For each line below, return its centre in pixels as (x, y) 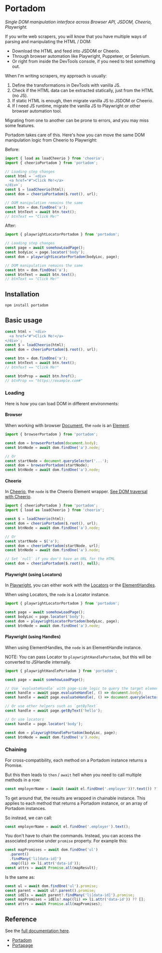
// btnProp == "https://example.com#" (44, 381)
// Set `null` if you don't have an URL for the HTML (60, 559)
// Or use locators (25, 719)
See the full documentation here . (38, 931)
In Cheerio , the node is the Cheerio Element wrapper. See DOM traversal (76, 492)
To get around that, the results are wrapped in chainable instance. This (75, 798)
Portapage (22, 945)
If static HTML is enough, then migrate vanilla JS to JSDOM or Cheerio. (82, 100)
